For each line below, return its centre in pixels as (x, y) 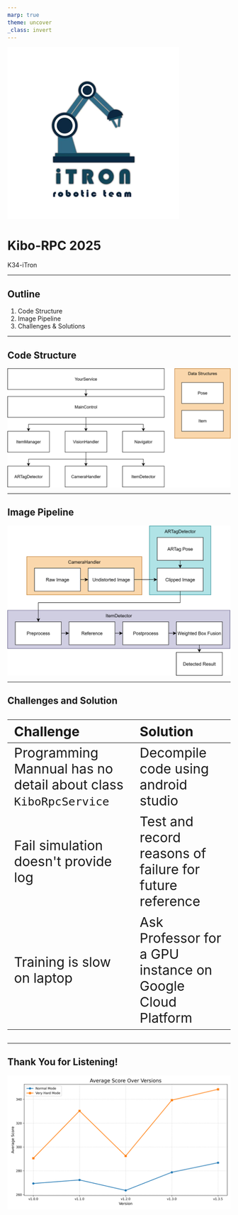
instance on (176, 970)
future (158, 885)
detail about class (69, 784)
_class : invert (30, 30)
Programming (56, 753)
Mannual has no (63, 768)
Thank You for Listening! (63, 1062)
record (160, 838)
